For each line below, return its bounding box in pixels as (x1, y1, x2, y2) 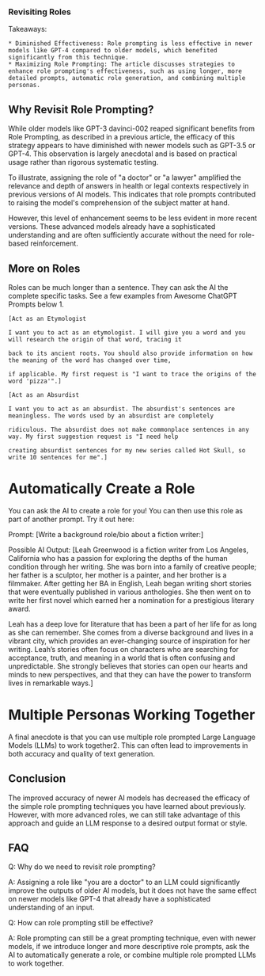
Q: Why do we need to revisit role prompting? (8, 862, 156, 871)
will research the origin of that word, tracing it (8, 335, 182, 343)
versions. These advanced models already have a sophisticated (8, 222, 216, 231)
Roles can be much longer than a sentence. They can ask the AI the (8, 282, 229, 292)
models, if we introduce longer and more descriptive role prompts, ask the (8, 942, 250, 951)
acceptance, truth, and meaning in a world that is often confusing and (8, 653, 236, 662)
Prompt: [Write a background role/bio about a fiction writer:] (8, 529, 204, 539)
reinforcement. (30, 238, 79, 248)
